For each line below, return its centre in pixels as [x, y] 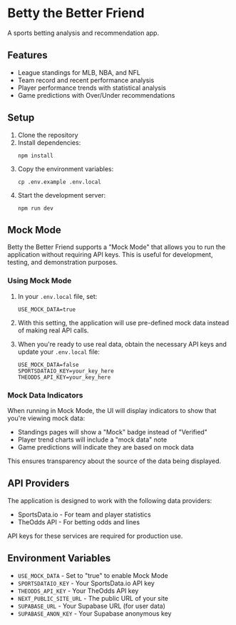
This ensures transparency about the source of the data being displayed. [114, 461]
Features [27, 55]
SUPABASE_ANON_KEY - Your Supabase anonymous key [94, 613]
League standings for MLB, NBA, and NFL [79, 72]
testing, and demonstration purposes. [63, 263]
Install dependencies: [49, 142]
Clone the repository [48, 135]
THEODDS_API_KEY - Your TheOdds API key [78, 591]
